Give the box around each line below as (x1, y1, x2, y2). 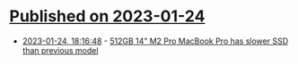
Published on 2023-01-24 (9, 6, 206, 27)
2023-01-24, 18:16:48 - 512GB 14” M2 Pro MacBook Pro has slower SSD (22, 36, 289, 46)
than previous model (22, 44, 99, 55)
